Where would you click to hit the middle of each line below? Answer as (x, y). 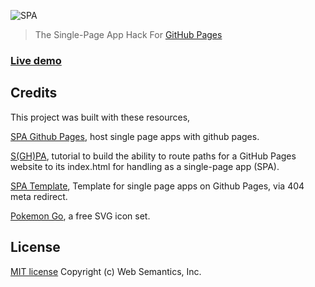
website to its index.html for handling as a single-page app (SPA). (145, 166)
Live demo (36, 60)
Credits (34, 93)
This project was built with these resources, (100, 117)
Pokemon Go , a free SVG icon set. (80, 216)
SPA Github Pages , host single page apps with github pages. (135, 136)
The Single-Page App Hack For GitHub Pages (128, 34)
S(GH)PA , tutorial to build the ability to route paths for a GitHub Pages (153, 156)
